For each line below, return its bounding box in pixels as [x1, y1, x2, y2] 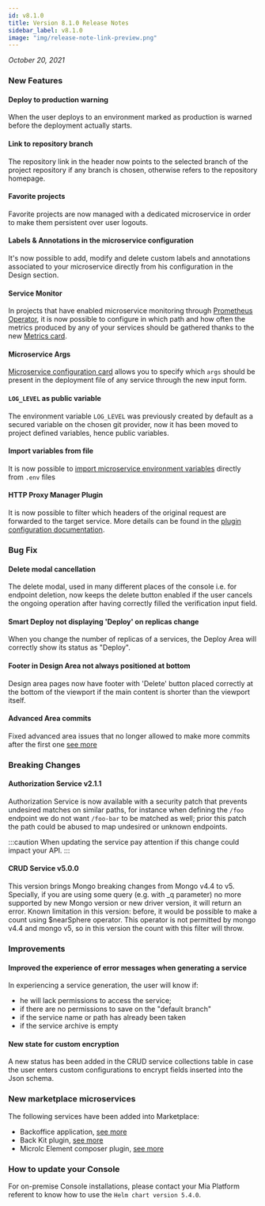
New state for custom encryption [8, 1039, 119, 1048]
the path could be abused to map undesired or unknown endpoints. [8, 822, 228, 831]
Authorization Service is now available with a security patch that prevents [8, 796, 248, 806]
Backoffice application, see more [19, 1127, 127, 1136]
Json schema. [8, 1074, 54, 1083]
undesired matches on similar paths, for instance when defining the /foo [8, 805, 244, 815]
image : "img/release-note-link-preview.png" [8, 33, 157, 42]
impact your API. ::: [8, 845, 70, 855]
